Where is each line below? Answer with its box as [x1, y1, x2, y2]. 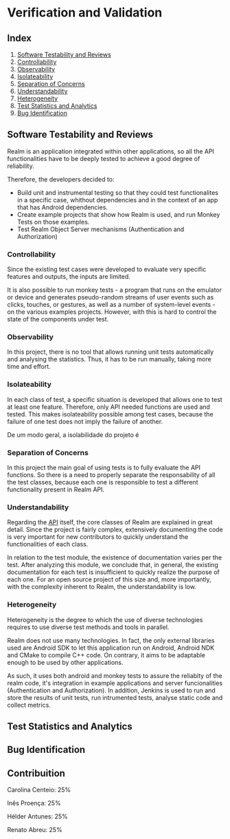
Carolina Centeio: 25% [7, 786, 71, 794]
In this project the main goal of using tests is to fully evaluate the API [7, 463, 201, 471]
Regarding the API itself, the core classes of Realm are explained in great [7, 518, 213, 527]
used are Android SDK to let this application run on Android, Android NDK [7, 644, 215, 652]
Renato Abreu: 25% [7, 826, 63, 834]
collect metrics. [7, 701, 51, 709]
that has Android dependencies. [16, 203, 108, 211]
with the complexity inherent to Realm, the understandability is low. [7, 583, 197, 591]
